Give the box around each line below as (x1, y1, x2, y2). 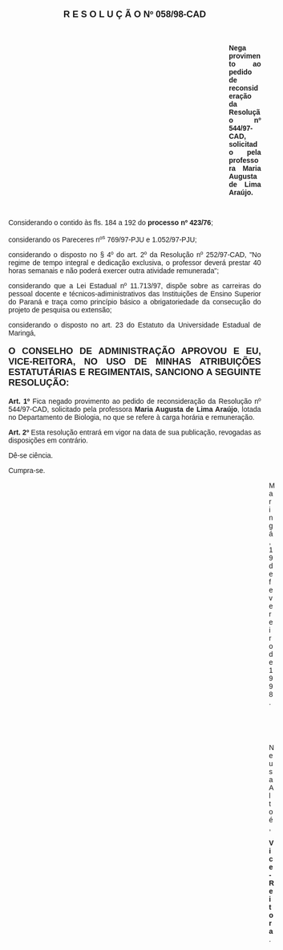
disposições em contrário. (8, 435, 88, 445)
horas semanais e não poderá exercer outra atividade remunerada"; (8, 266, 219, 275)
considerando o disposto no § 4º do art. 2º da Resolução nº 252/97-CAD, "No (8, 250, 261, 259)
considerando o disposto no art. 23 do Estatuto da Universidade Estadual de (8, 320, 261, 329)
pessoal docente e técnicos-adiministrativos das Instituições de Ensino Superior (8, 289, 261, 298)
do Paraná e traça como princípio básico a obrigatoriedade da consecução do (8, 297, 261, 306)
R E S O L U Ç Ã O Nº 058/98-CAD (63, 9, 207, 19)
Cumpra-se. (8, 466, 46, 475)
